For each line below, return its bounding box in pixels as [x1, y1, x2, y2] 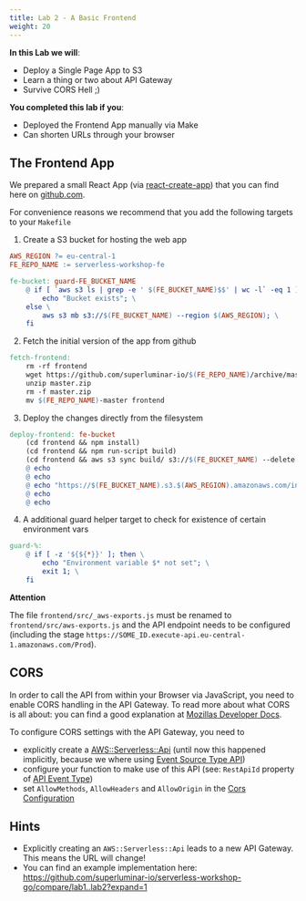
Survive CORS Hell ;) [22, 84, 100, 95]
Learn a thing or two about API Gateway [22, 74, 173, 85]
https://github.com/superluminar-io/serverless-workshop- [22, 872, 241, 883]
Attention [9, 592, 46, 603]
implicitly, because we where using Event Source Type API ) [22, 753, 246, 764]
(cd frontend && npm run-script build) [25, 447, 178, 456]
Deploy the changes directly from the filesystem [22, 412, 203, 423]
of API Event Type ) [22, 772, 94, 784]
